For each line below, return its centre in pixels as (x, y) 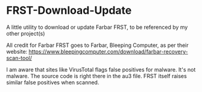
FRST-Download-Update (69, 11)
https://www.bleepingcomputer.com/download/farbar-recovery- (108, 51)
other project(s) (26, 33)
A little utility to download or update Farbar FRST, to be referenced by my (97, 27)
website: (17, 51)
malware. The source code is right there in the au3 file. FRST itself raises (96, 76)
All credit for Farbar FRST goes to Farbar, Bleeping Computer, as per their (97, 45)
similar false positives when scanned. (53, 82)
